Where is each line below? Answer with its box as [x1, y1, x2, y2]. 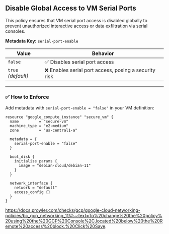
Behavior [92, 50, 114, 57]
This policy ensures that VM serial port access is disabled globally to [5, 17, 147, 23]
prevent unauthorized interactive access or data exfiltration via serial [5, 23, 148, 29]
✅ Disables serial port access [44, 58, 114, 65]
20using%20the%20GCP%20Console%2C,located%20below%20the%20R [5, 218, 163, 224]
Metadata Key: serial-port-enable [5, 38, 78, 44]
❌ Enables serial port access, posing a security [44, 67, 156, 74]
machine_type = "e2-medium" [10, 124, 69, 129]
